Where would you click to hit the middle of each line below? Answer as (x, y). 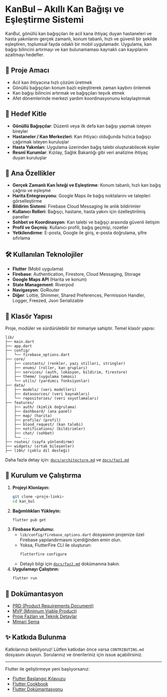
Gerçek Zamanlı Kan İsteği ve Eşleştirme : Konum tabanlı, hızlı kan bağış (87, 185)
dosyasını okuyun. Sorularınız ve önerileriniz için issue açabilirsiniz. (74, 654)
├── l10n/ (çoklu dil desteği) (38, 451)
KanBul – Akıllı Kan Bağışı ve (65, 9)
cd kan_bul (24, 501)
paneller (21, 217)
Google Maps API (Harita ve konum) (49, 279)
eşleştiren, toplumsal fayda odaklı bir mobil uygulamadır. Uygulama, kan (79, 44)
